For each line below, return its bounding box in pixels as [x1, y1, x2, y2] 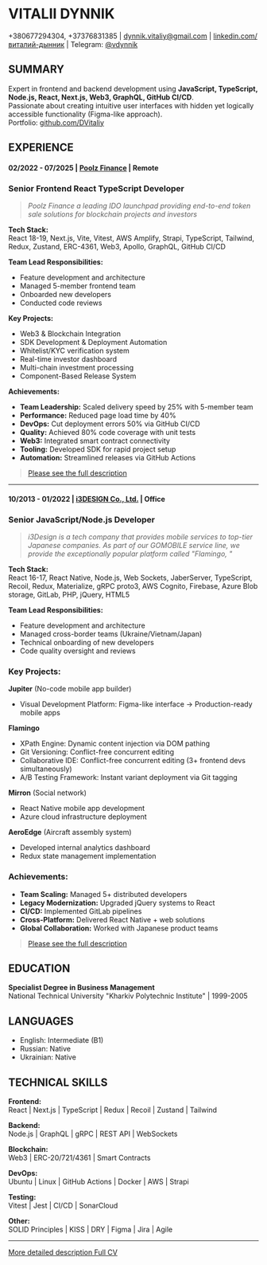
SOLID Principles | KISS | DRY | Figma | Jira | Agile [8, 1224, 173, 1234]
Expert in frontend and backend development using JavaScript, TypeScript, [8, 84, 258, 93]
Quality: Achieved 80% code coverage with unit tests [19, 428, 196, 437]
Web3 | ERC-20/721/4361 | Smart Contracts [8, 1153, 151, 1162]
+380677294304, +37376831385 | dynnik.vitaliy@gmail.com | [8, 31, 212, 41]
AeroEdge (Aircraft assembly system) [8, 828, 133, 837]
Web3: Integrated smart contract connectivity [19, 436, 171, 446]
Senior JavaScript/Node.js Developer [8, 514, 155, 525]
